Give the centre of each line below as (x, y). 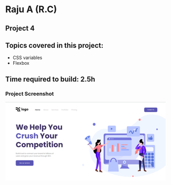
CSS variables (27, 58)
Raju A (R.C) (31, 9)
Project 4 (20, 28)
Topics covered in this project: (54, 45)
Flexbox (21, 63)
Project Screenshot (30, 94)
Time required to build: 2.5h (50, 79)
